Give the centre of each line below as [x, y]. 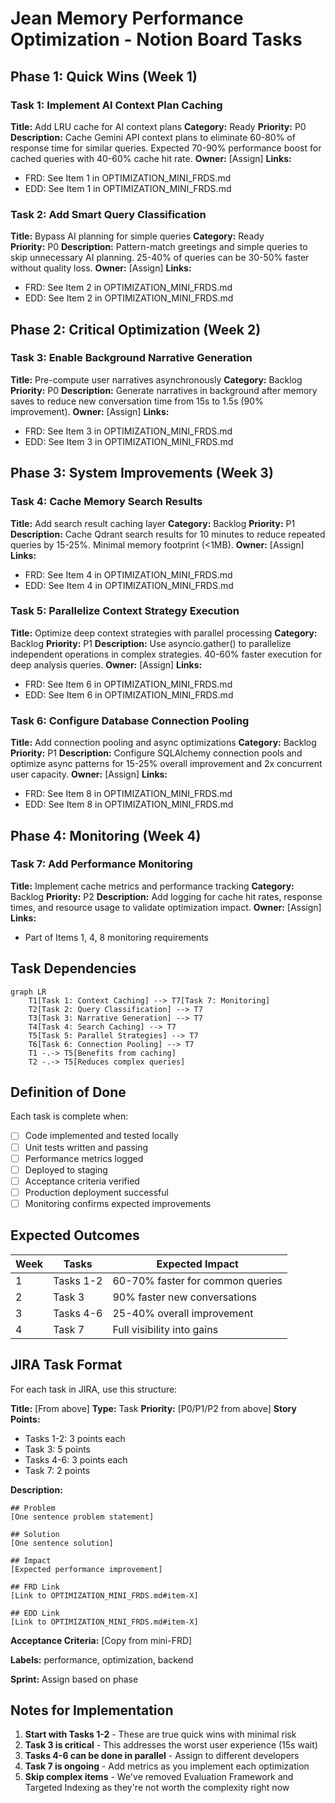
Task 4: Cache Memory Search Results [106, 502]
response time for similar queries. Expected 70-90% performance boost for [166, 148]
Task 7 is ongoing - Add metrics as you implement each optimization [167, 1766]
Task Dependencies [73, 968]
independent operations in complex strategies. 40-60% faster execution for [166, 654]
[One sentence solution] [62, 1543]
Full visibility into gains [165, 1329]
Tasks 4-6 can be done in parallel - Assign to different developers [162, 1756]
